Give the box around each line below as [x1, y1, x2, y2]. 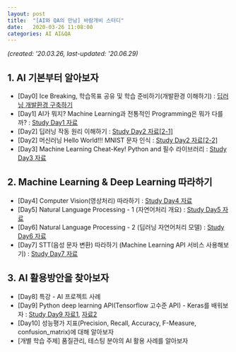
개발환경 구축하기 [25, 100, 73, 110]
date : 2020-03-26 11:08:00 [7, 23, 93, 30]
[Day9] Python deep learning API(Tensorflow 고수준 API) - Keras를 [17, 301, 210, 310]
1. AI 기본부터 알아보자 [7, 71, 99, 83]
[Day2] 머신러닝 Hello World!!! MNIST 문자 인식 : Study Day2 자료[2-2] [17, 136, 218, 145]
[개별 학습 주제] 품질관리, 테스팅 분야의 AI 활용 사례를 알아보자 [17, 336, 189, 345]
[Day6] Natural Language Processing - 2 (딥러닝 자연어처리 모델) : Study [17, 223, 225, 231]
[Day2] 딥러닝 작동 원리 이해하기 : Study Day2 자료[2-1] [17, 127, 173, 136]
